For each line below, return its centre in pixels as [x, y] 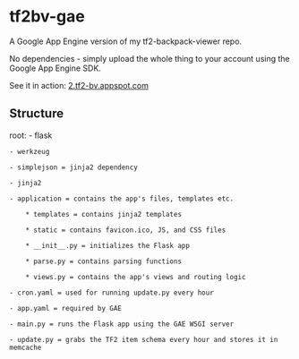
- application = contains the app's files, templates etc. [122, 199]
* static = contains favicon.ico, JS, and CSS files [126, 230]
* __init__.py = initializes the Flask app [108, 245]
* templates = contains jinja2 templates [103, 214]
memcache [26, 347]
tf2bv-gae [47, 17]
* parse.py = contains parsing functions [103, 261]
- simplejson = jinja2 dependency [74, 167]
